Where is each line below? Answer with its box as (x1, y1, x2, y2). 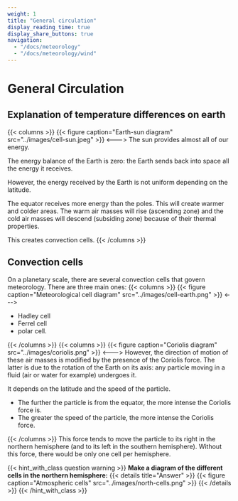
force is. (17, 406, 42, 414)
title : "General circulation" (7, 17, 97, 24)
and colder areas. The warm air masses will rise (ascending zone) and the (7, 207, 224, 215)
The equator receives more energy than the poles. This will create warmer (7, 199, 225, 208)
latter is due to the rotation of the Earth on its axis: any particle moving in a (7, 363, 225, 372)
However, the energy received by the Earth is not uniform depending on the (7, 178, 229, 186)
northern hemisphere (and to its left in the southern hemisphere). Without (7, 442, 222, 451)
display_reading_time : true (7, 23, 91, 31)
